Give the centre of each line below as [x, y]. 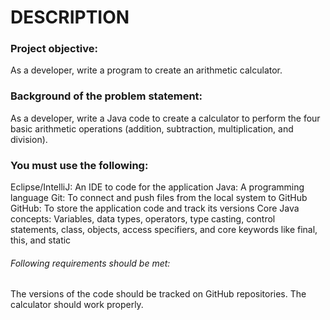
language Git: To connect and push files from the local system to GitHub [159, 198]
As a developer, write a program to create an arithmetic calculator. [146, 70]
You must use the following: [79, 165]
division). [29, 139]
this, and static [41, 240]
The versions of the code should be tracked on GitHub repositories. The [158, 294]
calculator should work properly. [77, 305]
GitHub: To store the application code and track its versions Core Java [155, 208]
